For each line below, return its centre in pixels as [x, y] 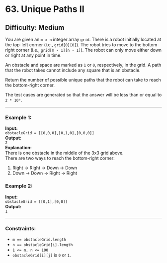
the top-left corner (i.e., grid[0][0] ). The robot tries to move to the [73, 45]
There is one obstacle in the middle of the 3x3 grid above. [64, 153]
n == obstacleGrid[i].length [42, 245]
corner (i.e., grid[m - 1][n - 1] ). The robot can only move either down [89, 50]
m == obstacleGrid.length [39, 240]
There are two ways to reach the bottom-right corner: [60, 158]
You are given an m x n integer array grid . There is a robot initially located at [83, 39]
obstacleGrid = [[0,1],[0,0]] [37, 202]
